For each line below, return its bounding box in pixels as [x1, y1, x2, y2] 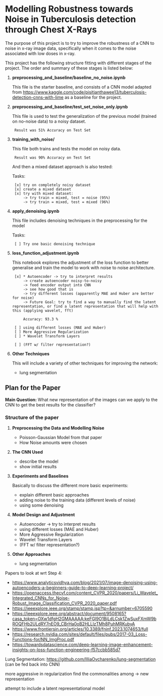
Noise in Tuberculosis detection [5, 14, 136, 25]
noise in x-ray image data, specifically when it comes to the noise [5, 45, 136, 51]
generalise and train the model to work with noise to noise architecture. [12, 264, 155, 271]
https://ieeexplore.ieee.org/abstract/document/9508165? [12, 611, 127, 617]
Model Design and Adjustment [12, 512, 75, 518]
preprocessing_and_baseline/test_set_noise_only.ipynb [12, 104, 128, 110]
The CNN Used [12, 449, 43, 455]
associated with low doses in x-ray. [5, 50, 76, 56]
